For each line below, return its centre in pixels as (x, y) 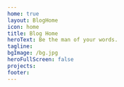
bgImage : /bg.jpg (33, 53)
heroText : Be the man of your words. (63, 40)
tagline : (20, 46)
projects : (22, 66)
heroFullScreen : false (41, 60)
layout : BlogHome (33, 20)
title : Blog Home (33, 33)
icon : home (23, 27)
